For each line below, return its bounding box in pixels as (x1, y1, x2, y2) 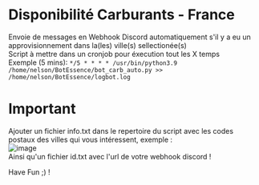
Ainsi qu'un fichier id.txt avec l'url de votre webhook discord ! (8, 151, 212, 161)
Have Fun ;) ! (8, 167, 51, 177)
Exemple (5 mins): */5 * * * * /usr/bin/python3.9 (8, 58, 178, 67)
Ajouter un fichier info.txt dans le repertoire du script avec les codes (8, 126, 234, 135)
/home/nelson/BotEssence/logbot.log (8, 73, 131, 81)
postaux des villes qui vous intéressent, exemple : (8, 135, 173, 144)
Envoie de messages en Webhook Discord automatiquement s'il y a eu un (8, 32, 251, 42)
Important (8, 100, 76, 118)
